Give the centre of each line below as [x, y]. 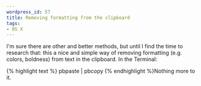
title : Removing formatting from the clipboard [68, 18]
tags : [13, 23]
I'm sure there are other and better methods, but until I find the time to [95, 46]
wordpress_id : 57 [28, 12]
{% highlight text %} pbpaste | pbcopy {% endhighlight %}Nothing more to [101, 71]
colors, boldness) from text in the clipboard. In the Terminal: [82, 59]
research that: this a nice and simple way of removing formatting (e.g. [94, 53]
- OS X [15, 29]
